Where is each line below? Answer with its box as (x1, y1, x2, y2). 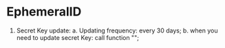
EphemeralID (6, 4, 82, 20)
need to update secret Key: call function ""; (16, 33, 139, 41)
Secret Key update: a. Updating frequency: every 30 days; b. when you (16, 26, 218, 34)
